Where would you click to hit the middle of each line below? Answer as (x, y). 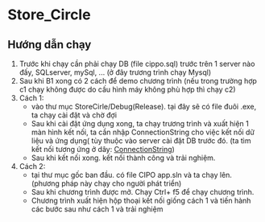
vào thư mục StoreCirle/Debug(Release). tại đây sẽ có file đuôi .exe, (144, 107)
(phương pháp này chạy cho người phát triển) (106, 183)
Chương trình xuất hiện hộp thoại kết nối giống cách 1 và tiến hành (141, 200)
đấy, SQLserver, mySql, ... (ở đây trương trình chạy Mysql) (115, 72)
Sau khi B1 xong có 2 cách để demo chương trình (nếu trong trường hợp (138, 81)
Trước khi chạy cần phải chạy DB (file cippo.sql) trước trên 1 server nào (137, 64)
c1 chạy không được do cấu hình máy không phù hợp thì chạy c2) (127, 89)
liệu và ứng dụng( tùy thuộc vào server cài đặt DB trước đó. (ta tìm (141, 141)
